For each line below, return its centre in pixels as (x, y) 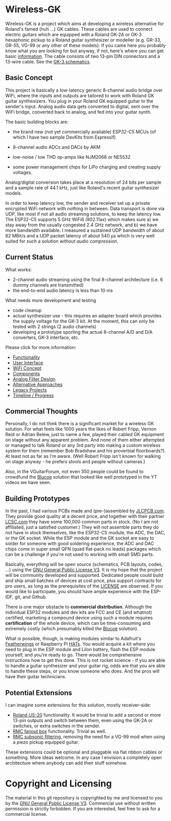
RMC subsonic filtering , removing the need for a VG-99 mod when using (89, 737)
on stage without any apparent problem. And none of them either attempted (85, 440)
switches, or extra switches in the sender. (56, 726)
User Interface (28, 362)
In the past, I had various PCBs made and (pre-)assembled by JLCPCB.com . (85, 511)
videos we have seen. (28, 483)
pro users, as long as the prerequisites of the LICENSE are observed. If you (84, 586)
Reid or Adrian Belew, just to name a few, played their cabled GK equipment (85, 435)
